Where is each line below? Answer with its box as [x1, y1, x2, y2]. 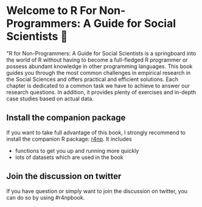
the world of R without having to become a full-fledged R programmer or [6, 56, 188, 63]
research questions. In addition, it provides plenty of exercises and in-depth [6, 88, 197, 96]
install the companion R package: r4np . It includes [6, 135, 132, 142]
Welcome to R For [6, 4, 97, 18]
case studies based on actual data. [6, 95, 94, 102]
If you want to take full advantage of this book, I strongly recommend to [6, 128, 186, 136]
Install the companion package [6, 113, 126, 123]
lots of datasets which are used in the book [15, 153, 124, 161]
